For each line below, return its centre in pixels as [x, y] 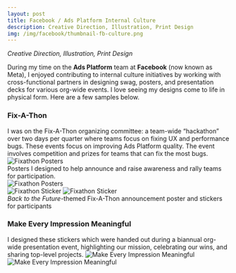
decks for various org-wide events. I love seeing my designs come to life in [116, 90]
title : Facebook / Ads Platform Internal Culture [82, 20]
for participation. [32, 176]
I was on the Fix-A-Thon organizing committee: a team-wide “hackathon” [113, 131]
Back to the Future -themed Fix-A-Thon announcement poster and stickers [115, 198]
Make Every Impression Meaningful [69, 224]
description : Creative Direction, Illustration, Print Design [100, 27]
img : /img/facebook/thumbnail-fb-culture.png [75, 34]
